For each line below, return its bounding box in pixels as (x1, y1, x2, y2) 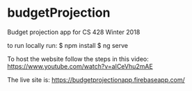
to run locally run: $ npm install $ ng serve (7, 41, 129, 49)
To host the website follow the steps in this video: (7, 54, 150, 63)
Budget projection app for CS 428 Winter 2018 (7, 28, 141, 36)
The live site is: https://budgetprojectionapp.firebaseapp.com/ (7, 75, 186, 84)
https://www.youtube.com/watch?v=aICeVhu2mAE (7, 62, 153, 70)
